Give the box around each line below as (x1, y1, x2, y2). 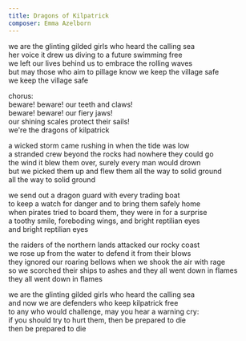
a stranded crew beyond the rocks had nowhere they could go (8, 149, 214, 159)
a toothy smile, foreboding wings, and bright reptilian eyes (8, 216, 200, 225)
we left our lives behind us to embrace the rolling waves (8, 58, 193, 68)
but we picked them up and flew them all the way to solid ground (8, 166, 222, 176)
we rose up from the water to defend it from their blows (8, 248, 192, 258)
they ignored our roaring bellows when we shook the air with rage (8, 257, 226, 266)
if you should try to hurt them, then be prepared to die (8, 315, 187, 325)
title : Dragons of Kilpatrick (8, 11, 110, 20)
